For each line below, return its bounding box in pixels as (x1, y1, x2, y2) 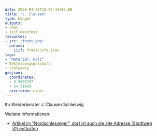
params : (9, 43, 25, 48)
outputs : (5, 20, 23, 26)
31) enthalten (12, 126, 38, 132)
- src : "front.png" (5, 39, 44, 44)
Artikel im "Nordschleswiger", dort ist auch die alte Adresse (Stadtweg (12, 120, 152, 126)
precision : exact (9, 88, 44, 93)
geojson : (5, 70, 23, 75)
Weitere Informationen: (5, 111, 51, 117)
